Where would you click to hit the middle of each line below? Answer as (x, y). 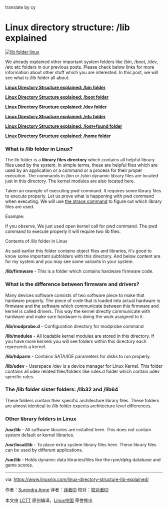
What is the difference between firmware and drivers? (72, 284)
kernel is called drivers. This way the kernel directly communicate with (78, 311)
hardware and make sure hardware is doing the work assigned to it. (74, 316)
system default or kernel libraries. (40, 435)
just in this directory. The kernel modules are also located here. (70, 181)
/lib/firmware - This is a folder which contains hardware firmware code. (79, 271)
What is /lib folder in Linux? (39, 149)
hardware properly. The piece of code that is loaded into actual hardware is (83, 301)
